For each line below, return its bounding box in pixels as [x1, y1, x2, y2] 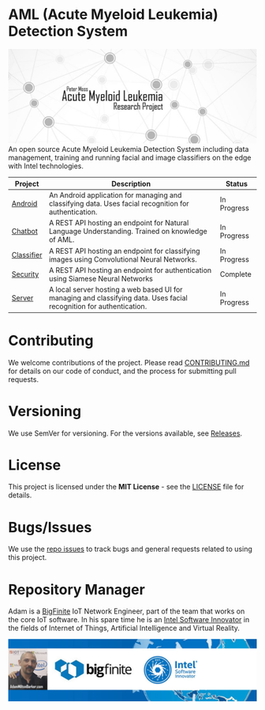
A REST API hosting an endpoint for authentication [48, 265, 212, 274]
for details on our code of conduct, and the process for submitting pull [8, 366, 237, 376]
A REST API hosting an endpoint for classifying [48, 246, 200, 255]
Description [111, 179, 151, 188]
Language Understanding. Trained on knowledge [48, 227, 207, 236]
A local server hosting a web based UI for [48, 285, 183, 294]
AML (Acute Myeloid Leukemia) [8, 6, 218, 24]
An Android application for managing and [48, 191, 182, 200]
